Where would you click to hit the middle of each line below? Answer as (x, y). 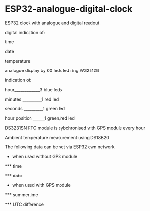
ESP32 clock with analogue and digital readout (52, 23)
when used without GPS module (45, 156)
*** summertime (22, 194)
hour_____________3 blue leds (34, 89)
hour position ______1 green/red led (40, 118)
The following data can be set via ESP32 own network (60, 147)
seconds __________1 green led (35, 108)
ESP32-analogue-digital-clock (69, 9)
